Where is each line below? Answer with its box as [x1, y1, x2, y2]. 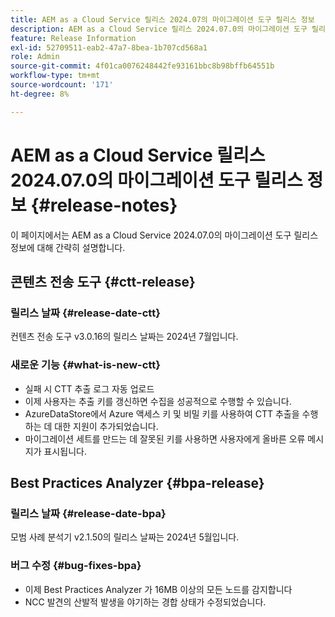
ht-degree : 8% [10, 89, 70, 99]
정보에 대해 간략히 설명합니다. [10, 241, 126, 253]
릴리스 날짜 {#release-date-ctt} [10, 306, 161, 320]
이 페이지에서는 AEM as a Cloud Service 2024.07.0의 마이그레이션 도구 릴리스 [10, 229, 319, 241]
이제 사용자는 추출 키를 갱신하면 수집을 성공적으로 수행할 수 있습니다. [24, 395, 292, 407]
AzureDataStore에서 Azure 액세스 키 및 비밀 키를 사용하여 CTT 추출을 [24, 407, 300, 420]
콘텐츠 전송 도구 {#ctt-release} [10, 273, 196, 290]
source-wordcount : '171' [10, 80, 114, 90]
